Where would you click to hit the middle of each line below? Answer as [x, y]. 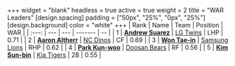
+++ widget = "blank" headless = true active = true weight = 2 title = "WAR [116, 10]
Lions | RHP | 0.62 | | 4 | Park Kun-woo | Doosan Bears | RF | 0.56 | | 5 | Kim [117, 47]
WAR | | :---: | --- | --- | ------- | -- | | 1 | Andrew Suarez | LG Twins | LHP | [115, 32]
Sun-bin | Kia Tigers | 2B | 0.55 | [54, 55]
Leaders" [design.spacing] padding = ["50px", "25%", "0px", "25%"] [106, 18]
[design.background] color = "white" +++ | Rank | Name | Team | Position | [115, 25]
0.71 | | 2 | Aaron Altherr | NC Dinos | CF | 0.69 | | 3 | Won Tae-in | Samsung [118, 40]
